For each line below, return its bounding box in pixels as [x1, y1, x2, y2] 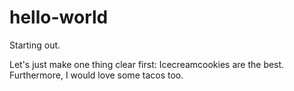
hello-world [9, 6, 109, 29]
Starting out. [9, 39, 61, 51]
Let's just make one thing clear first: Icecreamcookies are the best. [9, 58, 285, 70]
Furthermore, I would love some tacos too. [9, 69, 184, 81]
